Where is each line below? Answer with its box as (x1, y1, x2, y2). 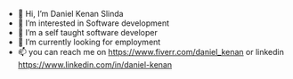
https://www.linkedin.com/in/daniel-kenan (17, 59, 172, 70)
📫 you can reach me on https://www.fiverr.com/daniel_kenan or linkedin (17, 47, 285, 57)
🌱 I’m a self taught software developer (17, 28, 159, 37)
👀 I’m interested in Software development (17, 18, 169, 28)
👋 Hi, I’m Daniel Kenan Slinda (17, 9, 124, 19)
